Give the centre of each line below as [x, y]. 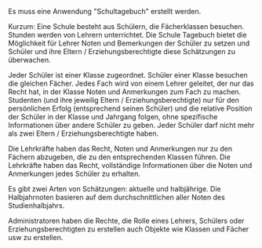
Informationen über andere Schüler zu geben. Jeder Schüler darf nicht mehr [131, 125]
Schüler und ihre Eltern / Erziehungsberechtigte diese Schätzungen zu [122, 51]
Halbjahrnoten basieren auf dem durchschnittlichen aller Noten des [116, 197]
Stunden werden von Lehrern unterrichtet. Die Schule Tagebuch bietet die [127, 35]
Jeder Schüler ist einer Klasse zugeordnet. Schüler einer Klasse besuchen [128, 75]
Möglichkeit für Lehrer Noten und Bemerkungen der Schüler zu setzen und [129, 43]
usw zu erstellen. [36, 237]
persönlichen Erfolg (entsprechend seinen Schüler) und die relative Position [130, 108]
